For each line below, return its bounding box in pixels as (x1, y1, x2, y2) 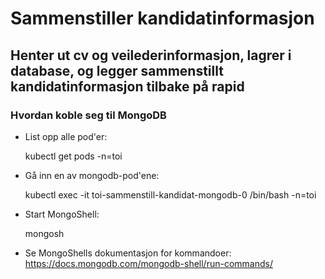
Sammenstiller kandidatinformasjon (10, 7, 315, 30)
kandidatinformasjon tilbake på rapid (10, 78, 245, 95)
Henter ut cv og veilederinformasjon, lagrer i (10, 47, 292, 64)
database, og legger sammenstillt (10, 62, 224, 79)
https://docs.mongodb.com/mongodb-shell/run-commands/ (24, 257, 273, 269)
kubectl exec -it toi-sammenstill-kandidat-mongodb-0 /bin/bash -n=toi (24, 188, 317, 201)
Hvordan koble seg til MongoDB (10, 108, 167, 122)
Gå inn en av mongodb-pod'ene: (24, 169, 160, 181)
